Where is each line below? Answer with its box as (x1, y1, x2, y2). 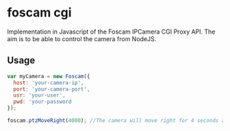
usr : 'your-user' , (13, 92, 66, 99)
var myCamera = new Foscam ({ (7, 73, 90, 80)
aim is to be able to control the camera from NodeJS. (7, 34, 157, 43)
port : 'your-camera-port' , (13, 86, 90, 93)
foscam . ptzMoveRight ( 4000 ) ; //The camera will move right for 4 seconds (7, 117, 219, 124)
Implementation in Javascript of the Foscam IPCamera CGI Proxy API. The (7, 27, 216, 36)
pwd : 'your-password (13, 98, 72, 106)
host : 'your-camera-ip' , (13, 79, 84, 86)
